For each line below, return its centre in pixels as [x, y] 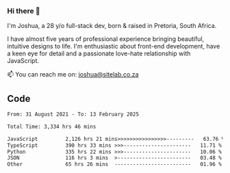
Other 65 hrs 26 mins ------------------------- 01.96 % [115, 164]
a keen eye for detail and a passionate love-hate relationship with [99, 53]
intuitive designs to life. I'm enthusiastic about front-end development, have [114, 46]
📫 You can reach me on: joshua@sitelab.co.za [73, 75]
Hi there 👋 [24, 11]
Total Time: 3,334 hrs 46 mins [52, 127]
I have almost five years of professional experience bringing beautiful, [106, 39]
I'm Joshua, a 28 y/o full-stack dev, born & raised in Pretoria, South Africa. [112, 26]
